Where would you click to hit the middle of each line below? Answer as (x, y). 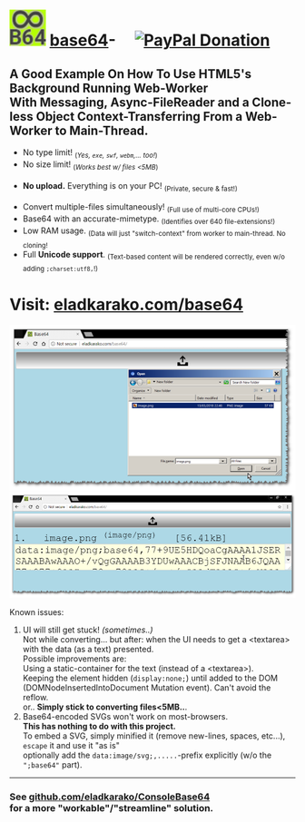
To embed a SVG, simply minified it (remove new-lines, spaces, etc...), (154, 736)
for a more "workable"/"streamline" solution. (112, 808)
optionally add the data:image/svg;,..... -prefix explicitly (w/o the (147, 755)
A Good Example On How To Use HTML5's (131, 74)
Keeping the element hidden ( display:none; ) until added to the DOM (150, 678)
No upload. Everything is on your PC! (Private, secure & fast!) (130, 186)
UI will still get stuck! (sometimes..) (88, 630)
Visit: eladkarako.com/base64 (126, 305)
